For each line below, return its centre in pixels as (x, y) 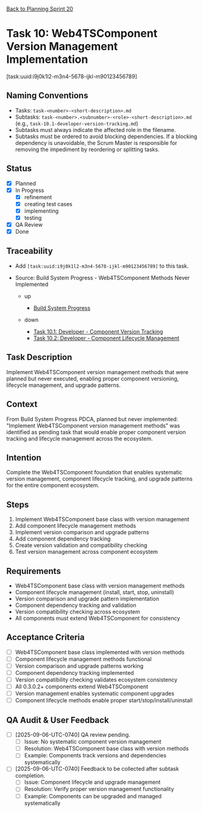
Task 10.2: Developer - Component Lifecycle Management (106, 338)
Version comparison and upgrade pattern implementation (87, 598)
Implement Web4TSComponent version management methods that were (98, 372)
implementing (41, 211)
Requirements (34, 571)
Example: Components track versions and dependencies (95, 756)
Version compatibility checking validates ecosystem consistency (96, 680)
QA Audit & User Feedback (58, 720)
